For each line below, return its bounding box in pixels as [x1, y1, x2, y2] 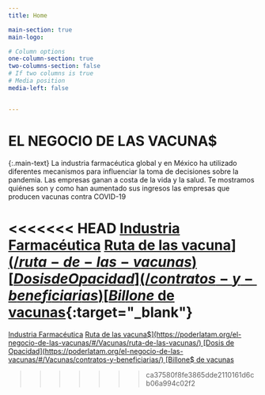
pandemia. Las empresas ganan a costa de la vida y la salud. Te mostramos [8, 175, 255, 184]
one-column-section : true [8, 55, 93, 63]
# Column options [8, 47, 66, 55]
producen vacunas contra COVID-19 [8, 191, 127, 201]
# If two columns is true [8, 70, 93, 77]
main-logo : [8, 33, 44, 41]
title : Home [8, 11, 47, 20]
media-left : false [8, 84, 69, 92]
